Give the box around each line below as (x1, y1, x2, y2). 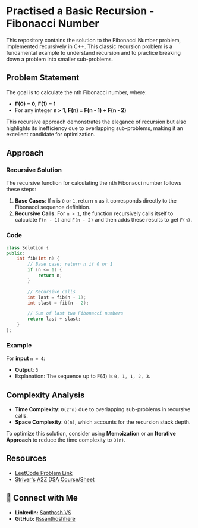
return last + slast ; (27, 316, 81, 322)
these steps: (6, 186, 37, 193)
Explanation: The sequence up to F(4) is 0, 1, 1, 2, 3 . (14, 372, 150, 380)
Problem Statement (6, 73, 80, 83)
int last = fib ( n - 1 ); (27, 294, 86, 300)
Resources (6, 454, 47, 464)
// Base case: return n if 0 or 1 (27, 261, 113, 268)
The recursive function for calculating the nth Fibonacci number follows (6, 179, 181, 187)
